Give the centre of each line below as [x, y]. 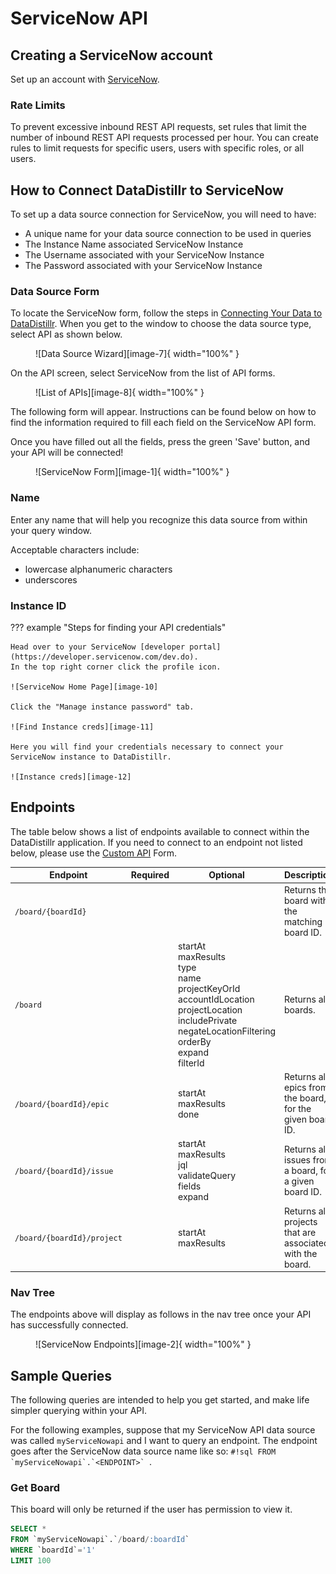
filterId [191, 1063]
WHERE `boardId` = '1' [53, 1550]
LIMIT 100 [31, 1561]
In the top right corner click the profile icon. [116, 667]
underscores [51, 579]
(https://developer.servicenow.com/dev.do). [104, 657]
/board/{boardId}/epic [62, 1104]
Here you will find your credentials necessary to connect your [147, 747]
